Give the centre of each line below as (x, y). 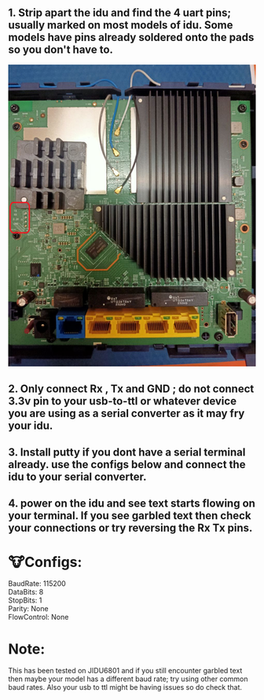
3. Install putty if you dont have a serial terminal (127, 452)
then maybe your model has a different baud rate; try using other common (128, 679)
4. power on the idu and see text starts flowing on (132, 504)
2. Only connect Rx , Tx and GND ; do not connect (131, 389)
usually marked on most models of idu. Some (121, 26)
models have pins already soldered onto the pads (131, 37)
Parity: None (28, 609)
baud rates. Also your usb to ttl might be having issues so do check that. (125, 687)
